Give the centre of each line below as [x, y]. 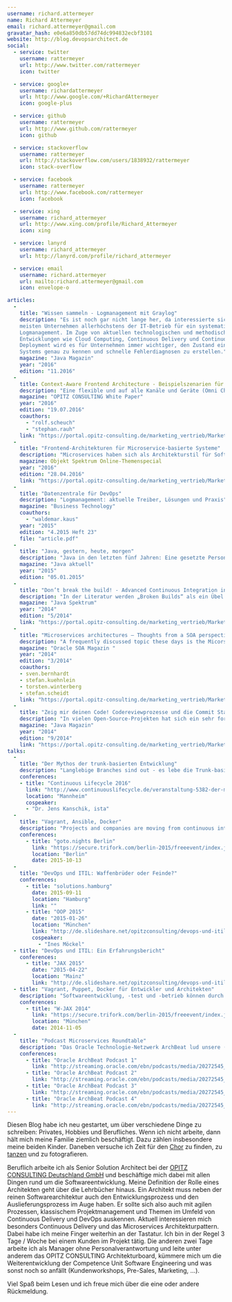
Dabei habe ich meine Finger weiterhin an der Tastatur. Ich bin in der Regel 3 [116, 1234]
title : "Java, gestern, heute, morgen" [77, 551]
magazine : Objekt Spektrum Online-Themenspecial [91, 461]
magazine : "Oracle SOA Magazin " [68, 648]
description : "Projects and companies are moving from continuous [117, 828]
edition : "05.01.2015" [52, 577]
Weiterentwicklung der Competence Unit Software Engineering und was [109, 1263]
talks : [17, 751]
